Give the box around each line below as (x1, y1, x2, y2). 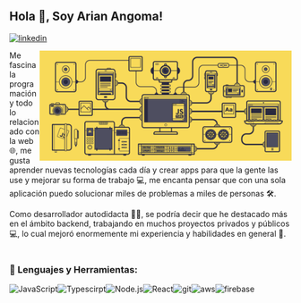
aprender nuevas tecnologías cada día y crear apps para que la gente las (9, 164, 279, 175)
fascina (9, 59, 37, 70)
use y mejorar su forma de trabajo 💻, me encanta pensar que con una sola (9, 174, 287, 185)
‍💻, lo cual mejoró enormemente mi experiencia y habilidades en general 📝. (9, 228, 287, 239)
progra (9, 78, 34, 89)
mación (9, 88, 38, 98)
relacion (9, 116, 39, 127)
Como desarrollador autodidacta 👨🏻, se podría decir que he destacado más (9, 208, 288, 219)
